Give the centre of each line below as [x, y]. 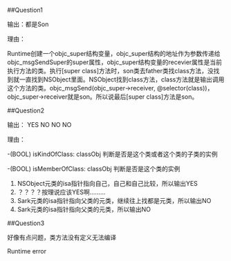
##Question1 [25, 10]
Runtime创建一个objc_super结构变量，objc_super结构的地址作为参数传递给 [114, 54]
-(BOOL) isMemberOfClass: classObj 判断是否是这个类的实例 [94, 169]
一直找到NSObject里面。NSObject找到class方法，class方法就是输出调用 [122, 79]
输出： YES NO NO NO [39, 125]
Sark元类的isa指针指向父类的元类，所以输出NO [84, 209]
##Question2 [26, 110]
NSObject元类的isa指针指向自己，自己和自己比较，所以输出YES [108, 183]
